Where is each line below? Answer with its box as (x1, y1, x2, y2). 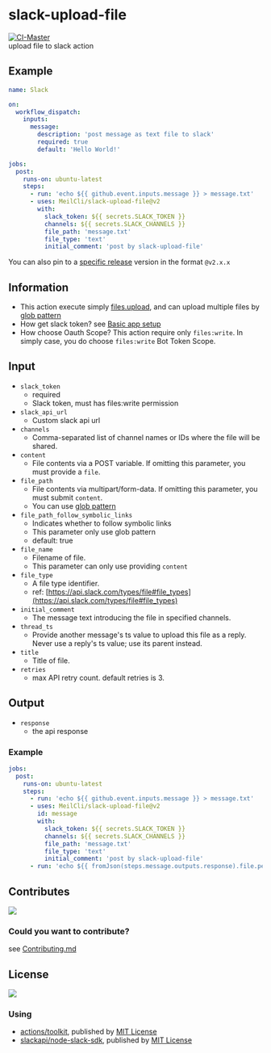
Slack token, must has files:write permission (31, 398, 179, 408)
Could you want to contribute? (8, 925, 130, 937)
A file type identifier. (31, 578, 100, 588)
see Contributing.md (8, 944, 77, 954)
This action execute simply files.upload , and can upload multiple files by (19, 302, 260, 312)
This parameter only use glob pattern (31, 526, 156, 536)
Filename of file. (31, 552, 86, 562)
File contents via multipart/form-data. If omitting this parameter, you (31, 484, 258, 493)
